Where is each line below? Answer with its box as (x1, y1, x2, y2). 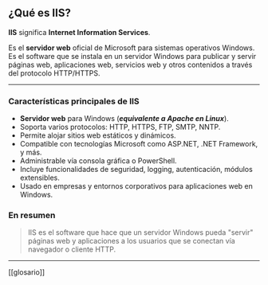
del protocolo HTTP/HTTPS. (8, 68, 100, 78)
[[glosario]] (8, 267, 45, 277)
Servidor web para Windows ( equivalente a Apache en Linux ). (19, 114, 229, 123)
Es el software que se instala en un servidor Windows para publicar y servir (8, 51, 257, 61)
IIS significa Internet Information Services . (8, 27, 151, 37)
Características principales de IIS (8, 96, 140, 107)
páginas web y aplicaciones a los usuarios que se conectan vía (27, 236, 235, 246)
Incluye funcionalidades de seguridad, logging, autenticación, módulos (19, 165, 253, 174)
